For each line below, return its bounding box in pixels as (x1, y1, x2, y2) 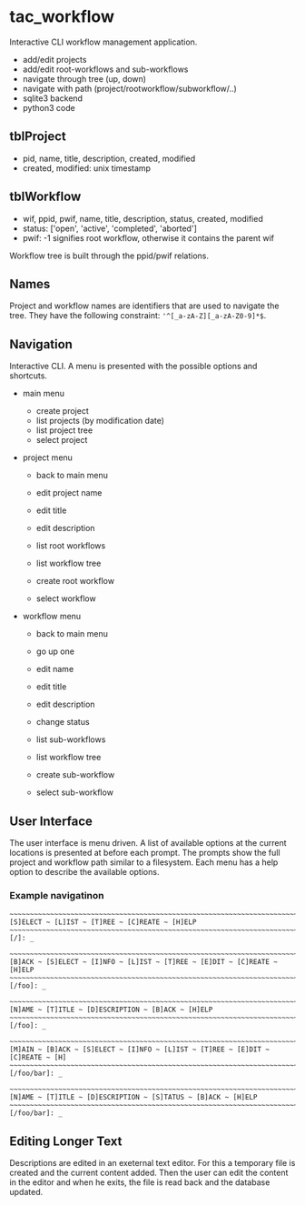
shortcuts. (9, 370, 48, 381)
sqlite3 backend (22, 93, 84, 104)
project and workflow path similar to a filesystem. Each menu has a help (9, 857, 279, 868)
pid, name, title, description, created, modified (22, 153, 196, 164)
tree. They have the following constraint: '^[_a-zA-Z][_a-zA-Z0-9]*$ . (9, 310, 267, 321)
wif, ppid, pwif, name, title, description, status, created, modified (22, 213, 263, 224)
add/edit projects (22, 54, 87, 65)
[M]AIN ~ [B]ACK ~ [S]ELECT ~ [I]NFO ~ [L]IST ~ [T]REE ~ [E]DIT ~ (9, 1045, 271, 1054)
